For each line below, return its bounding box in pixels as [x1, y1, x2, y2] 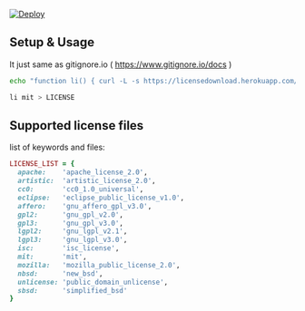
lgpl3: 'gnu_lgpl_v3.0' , [17, 236, 128, 245]
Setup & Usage [9, 34, 95, 50]
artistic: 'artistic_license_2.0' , [17, 177, 156, 186]
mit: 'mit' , [17, 252, 88, 261]
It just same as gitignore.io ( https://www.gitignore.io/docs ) [9, 59, 232, 70]
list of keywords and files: [9, 141, 106, 153]
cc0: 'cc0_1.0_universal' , [17, 185, 144, 194]
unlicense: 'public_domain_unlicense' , [17, 277, 169, 287]
